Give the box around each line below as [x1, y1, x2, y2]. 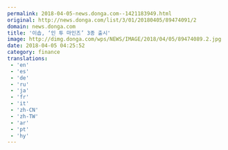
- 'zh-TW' [10, 113, 39, 120]
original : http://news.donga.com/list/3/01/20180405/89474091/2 [7, 17, 197, 24]
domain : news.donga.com [7, 23, 76, 30]
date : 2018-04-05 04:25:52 [7, 42, 85, 49]
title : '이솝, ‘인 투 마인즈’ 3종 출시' [7, 29, 111, 37]
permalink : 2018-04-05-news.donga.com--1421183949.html [7, 10, 172, 17]
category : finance [7, 49, 60, 56]
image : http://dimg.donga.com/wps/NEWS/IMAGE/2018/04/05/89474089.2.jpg [7, 36, 222, 43]
